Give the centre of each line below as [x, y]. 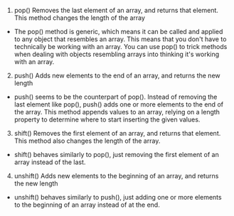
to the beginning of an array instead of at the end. [87, 205]
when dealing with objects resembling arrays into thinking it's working [117, 54]
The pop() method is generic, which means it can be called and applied [118, 32]
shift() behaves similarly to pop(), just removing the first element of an [116, 155]
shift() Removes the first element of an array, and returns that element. [117, 133]
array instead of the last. [50, 162]
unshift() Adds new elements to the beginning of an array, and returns [116, 176]
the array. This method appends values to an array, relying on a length [117, 112]
